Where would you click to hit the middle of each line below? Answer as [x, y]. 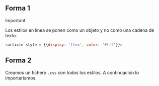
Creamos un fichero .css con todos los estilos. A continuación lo [72, 72]
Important [15, 20]
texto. [11, 35]
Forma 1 [18, 8]
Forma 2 [18, 61]
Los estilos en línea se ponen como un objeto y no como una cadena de [80, 30]
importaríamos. [21, 78]
